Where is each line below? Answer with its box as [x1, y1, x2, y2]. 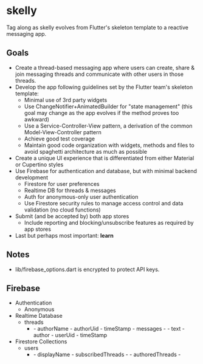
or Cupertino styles [15, 160, 64, 168]
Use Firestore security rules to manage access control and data [24, 199, 184, 207]
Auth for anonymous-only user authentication [24, 193, 139, 201]
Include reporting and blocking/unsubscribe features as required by [24, 219, 194, 226]
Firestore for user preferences [24, 180, 100, 187]
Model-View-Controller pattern [24, 128, 101, 136]
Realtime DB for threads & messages [24, 187, 117, 194]
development [15, 174, 49, 181]
